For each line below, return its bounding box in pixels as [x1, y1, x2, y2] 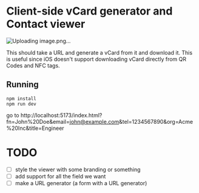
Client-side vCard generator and [6, 4, 173, 18]
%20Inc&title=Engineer [6, 124, 65, 132]
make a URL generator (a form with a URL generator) [15, 179, 147, 186]
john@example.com [69, 118, 120, 125]
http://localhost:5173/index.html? [20, 111, 103, 119]
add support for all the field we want [15, 172, 106, 180]
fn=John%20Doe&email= [6, 118, 70, 125]
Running [6, 80, 39, 90]
